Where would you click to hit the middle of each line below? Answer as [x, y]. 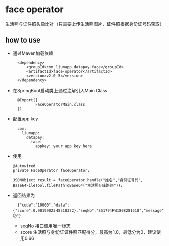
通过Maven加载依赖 [33, 53]
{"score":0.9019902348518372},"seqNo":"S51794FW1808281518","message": [89, 210]
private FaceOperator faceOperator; [51, 170]
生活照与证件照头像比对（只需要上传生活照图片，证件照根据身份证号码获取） [85, 24]
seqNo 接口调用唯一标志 [45, 226]
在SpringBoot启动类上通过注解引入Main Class [60, 90]
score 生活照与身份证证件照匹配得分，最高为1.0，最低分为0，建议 [88, 232]
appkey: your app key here [64, 146]
